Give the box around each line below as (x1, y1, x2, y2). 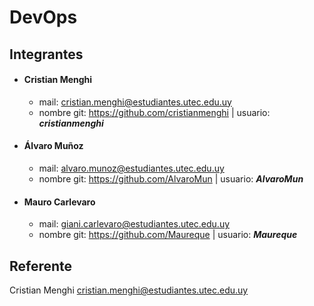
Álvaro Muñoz (23, 140, 84, 152)
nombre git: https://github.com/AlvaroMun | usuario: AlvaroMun (38, 172, 304, 185)
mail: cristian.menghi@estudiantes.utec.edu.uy (38, 96, 232, 108)
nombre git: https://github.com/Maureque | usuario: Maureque (38, 229, 298, 241)
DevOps (9, 6, 78, 29)
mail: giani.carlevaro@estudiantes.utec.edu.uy (38, 218, 231, 230)
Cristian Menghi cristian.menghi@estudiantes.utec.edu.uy (9, 284, 249, 296)
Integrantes (9, 46, 84, 63)
